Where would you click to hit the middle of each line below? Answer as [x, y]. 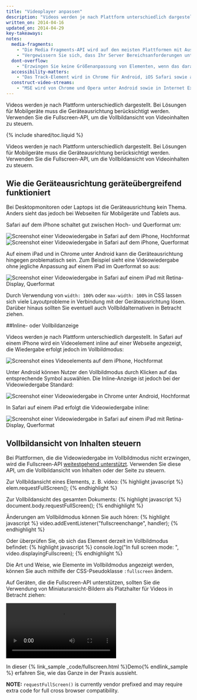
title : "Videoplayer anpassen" [44, 11]
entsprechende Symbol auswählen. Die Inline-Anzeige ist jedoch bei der [93, 378]
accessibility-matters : [40, 72]
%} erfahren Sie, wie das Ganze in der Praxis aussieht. [72, 673]
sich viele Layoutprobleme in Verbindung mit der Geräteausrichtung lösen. [96, 301]
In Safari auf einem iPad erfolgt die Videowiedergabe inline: [78, 407]
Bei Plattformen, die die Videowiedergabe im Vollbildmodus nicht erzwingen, [98, 458]
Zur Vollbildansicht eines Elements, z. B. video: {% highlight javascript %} [95, 481]
